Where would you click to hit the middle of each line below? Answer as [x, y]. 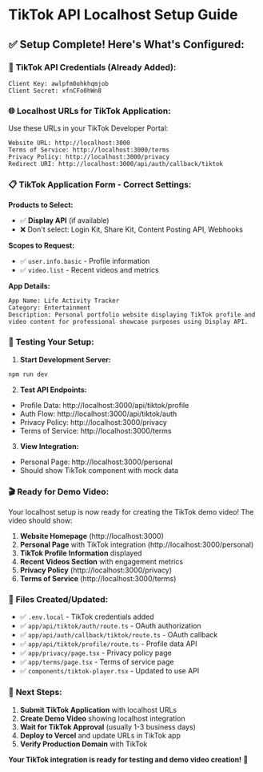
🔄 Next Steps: [35, 693]
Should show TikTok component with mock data [99, 470]
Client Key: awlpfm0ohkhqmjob [59, 83]
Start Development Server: [66, 359]
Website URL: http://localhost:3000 [69, 143]
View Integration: [49, 446]
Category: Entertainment [50, 308]
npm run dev [28, 374]
